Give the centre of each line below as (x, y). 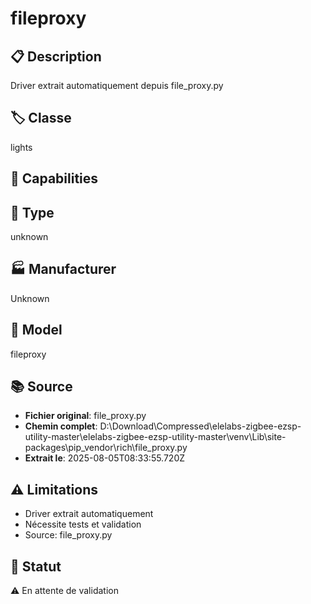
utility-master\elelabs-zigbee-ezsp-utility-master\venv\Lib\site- (155, 437)
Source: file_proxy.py (68, 535)
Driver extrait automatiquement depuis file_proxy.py (117, 85)
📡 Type (32, 212)
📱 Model (36, 330)
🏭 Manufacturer (63, 269)
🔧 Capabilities (54, 178)
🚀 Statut (36, 566)
